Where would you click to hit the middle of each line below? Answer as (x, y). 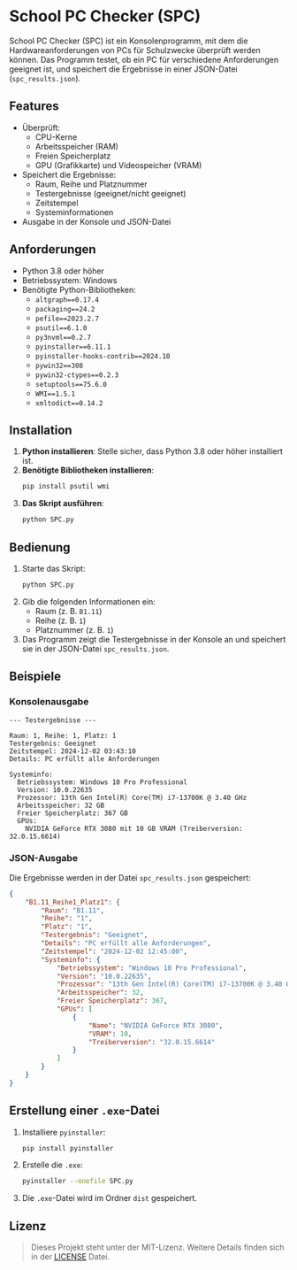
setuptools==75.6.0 (71, 384)
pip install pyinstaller (68, 1148)
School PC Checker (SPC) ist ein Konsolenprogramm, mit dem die (129, 41)
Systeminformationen (74, 212)
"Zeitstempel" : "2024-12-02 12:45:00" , (114, 951)
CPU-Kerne (56, 137)
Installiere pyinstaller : (64, 1132)
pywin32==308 (59, 366)
